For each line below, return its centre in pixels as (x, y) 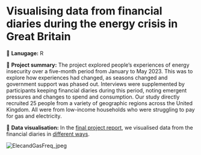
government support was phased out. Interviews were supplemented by (96, 84)
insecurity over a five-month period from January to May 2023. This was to (100, 71)
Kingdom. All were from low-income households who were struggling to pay (100, 109)
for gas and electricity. (34, 116)
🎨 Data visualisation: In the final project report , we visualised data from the (100, 127)
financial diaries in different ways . (48, 134)
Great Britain (39, 37)
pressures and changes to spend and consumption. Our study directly (93, 97)
